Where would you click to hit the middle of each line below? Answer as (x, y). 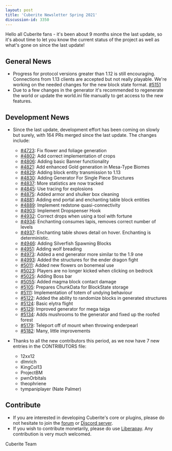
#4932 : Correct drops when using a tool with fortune (76, 216)
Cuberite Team (21, 444)
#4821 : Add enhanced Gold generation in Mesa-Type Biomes (85, 167)
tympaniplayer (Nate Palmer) (51, 389)
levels (27, 227)
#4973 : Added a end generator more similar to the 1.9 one (82, 254)
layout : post (19, 10)
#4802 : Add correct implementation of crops (68, 156)
